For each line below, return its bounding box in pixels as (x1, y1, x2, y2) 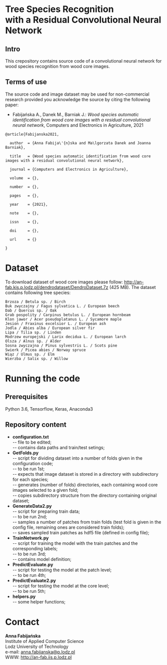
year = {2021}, (9, 202, 48, 207)
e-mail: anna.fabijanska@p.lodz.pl (5, 648, 75, 654)
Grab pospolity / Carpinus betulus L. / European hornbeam (5, 312, 131, 317)
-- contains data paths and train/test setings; (12, 444, 105, 450)
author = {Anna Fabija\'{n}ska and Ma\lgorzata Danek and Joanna (9, 140, 151, 146)
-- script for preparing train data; (12, 508, 80, 514)
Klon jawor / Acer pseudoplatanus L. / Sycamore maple (5, 316, 122, 321)
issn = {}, (9, 219, 39, 224)
